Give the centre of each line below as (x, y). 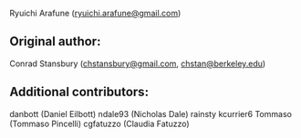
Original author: (55, 41)
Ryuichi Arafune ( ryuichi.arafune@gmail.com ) (95, 13)
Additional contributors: (79, 92)
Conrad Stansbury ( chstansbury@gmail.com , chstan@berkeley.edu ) (138, 64)
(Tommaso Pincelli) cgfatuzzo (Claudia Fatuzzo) (99, 123)
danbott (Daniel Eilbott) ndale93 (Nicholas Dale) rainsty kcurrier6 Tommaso (150, 113)
